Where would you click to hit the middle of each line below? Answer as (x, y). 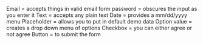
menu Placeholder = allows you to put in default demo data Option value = (99, 21)
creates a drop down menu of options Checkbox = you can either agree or (99, 28)
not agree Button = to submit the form (54, 34)
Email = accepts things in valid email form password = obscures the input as (102, 9)
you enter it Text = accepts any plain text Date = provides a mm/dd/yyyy (97, 15)
